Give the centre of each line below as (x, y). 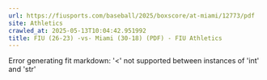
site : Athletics (36, 23)
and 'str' (22, 70)
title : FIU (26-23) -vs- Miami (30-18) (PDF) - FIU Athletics (115, 38)
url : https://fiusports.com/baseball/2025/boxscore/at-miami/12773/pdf (131, 16)
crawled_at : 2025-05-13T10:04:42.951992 (78, 30)
